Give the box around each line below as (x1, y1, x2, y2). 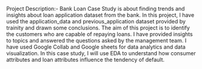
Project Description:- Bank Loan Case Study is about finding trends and (6, 5, 185, 12)
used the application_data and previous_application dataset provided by (6, 18, 186, 25)
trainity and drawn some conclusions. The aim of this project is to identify (6, 24, 190, 31)
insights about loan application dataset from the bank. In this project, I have (6, 11, 195, 19)
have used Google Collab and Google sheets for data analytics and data (6, 43, 186, 50)
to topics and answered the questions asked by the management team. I (6, 37, 187, 44)
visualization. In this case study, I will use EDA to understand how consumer (6, 50, 196, 56)
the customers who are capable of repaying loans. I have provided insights (6, 31, 193, 38)
